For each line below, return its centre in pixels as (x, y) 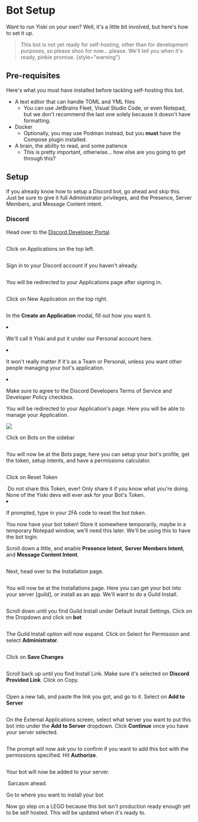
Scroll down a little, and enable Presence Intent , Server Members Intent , (95, 548)
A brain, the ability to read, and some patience (71, 145)
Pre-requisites (33, 76)
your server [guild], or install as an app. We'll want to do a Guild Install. (92, 594)
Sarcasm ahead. (27, 783)
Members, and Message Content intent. (54, 204)
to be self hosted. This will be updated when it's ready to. (76, 813)
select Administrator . (33, 640)
